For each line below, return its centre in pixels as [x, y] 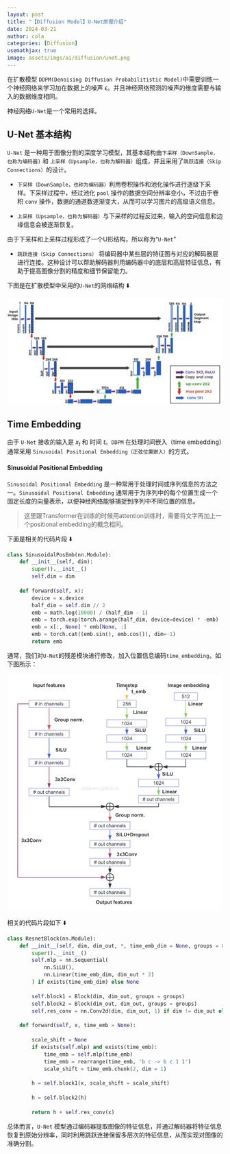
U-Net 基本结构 [39, 135]
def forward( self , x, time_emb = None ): [78, 1026]
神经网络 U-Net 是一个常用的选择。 [54, 110]
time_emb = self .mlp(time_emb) [88, 1054]
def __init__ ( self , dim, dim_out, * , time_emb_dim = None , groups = [119, 946]
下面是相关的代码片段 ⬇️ [40, 539]
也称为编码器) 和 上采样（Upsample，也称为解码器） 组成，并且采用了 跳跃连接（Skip [114, 161]
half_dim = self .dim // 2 [69, 605]
